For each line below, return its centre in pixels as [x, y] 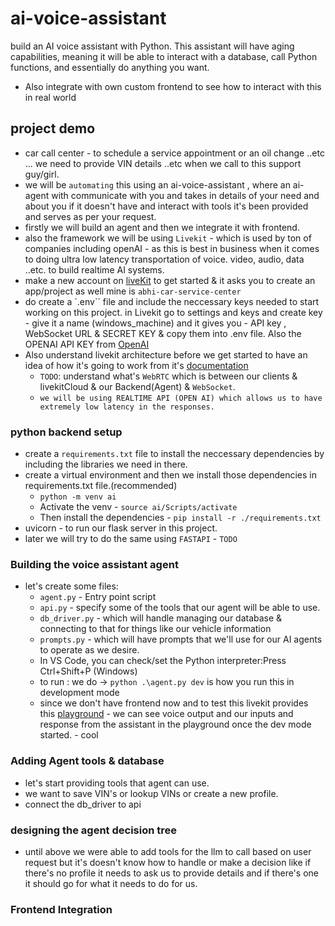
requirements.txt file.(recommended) [101, 486]
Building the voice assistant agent [94, 564]
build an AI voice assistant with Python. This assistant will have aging [152, 46]
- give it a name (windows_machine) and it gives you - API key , [155, 323]
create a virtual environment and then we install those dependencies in [171, 475]
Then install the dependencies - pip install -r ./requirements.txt [180, 518]
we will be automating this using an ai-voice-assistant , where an [157, 184]
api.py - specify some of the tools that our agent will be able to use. [180, 608]
